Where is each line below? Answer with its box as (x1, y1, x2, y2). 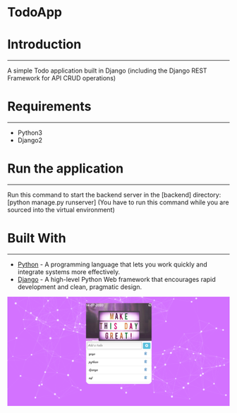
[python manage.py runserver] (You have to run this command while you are (7, 198, 229, 207)
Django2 (17, 136, 42, 144)
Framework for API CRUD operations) (7, 74, 116, 82)
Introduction (7, 37, 82, 53)
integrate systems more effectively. (17, 267, 121, 276)
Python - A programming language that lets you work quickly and (17, 260, 207, 269)
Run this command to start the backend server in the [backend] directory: (7, 191, 221, 199)
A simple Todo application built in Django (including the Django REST (7, 66, 207, 75)
